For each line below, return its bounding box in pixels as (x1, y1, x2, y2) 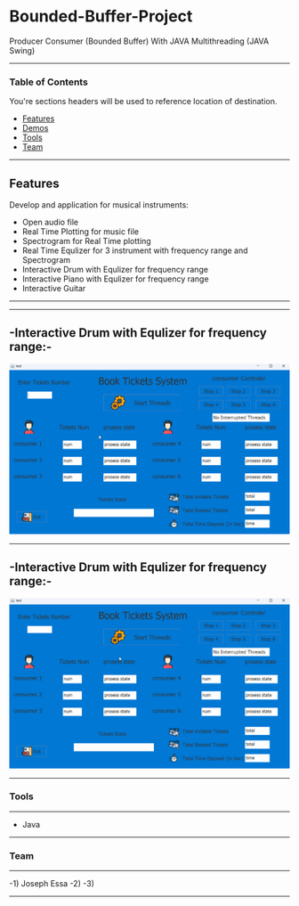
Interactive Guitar (21, 283, 86, 294)
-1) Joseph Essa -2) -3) (9, 878, 95, 889)
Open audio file (21, 216, 79, 228)
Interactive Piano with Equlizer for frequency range (21, 273, 209, 284)
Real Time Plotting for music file (21, 226, 140, 237)
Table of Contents (9, 76, 89, 88)
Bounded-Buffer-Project (9, 6, 193, 27)
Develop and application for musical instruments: (9, 200, 189, 210)
